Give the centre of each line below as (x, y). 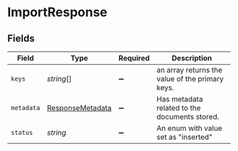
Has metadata (180, 99)
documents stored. (188, 117)
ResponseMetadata (79, 108)
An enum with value (189, 128)
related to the (179, 108)
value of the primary (191, 79)
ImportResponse (57, 12)
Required (134, 58)
